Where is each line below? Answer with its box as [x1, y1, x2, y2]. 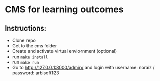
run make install [12, 53, 48, 60]
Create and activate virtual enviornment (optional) [12, 48, 117, 54]
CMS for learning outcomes [5, 4, 124, 15]
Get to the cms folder [12, 43, 57, 49]
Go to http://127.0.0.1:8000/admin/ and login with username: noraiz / [12, 65, 155, 70]
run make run [12, 59, 39, 65]
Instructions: [5, 24, 47, 33]
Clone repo [12, 37, 36, 43]
